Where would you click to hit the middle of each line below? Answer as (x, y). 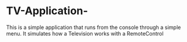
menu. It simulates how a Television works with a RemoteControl (85, 33)
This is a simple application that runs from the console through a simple (93, 27)
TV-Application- (47, 11)
